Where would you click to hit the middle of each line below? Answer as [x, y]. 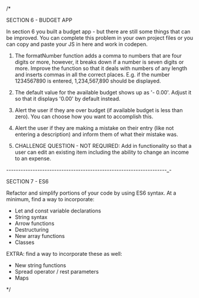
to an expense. [33, 158]
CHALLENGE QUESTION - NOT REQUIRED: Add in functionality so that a [103, 146]
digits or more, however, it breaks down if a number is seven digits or [99, 62]
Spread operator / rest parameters [57, 272]
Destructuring [32, 230]
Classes [24, 242]
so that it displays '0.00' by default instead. [67, 99]
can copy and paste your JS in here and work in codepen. [77, 44]
